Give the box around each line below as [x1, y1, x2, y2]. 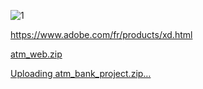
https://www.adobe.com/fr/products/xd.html [10, 29, 193, 40]
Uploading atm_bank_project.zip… [10, 68, 152, 79]
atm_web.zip [10, 48, 63, 60]
